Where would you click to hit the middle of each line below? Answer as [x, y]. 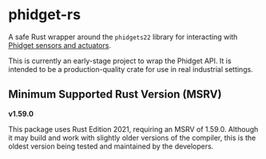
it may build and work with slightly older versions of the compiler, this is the [132, 137]
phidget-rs [45, 15]
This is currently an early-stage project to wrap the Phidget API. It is [120, 61]
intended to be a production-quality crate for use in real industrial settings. [131, 69]
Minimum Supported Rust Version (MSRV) [115, 95]
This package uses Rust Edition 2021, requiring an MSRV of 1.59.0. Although [133, 129]
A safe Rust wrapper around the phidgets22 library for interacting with [123, 37]
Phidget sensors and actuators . [60, 45]
